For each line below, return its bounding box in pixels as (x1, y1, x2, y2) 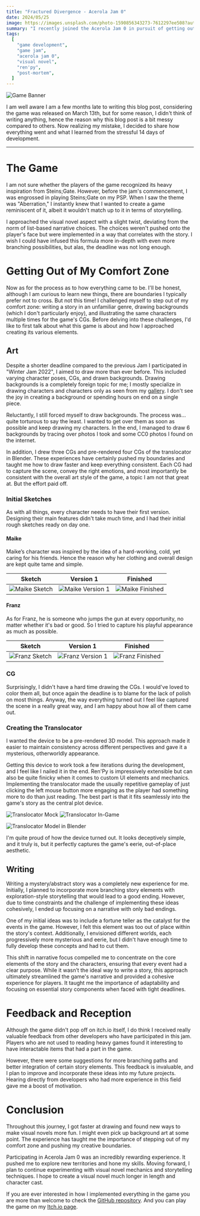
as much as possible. (6, 627, 58, 635)
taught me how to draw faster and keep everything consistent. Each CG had (6, 461, 192, 468)
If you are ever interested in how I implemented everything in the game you (6, 1190, 190, 1197)
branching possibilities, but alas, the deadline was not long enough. (6, 244, 171, 251)
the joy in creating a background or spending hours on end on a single (6, 393, 179, 401)
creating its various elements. (6, 329, 79, 335)
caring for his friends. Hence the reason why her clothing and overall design (6, 555, 193, 562)
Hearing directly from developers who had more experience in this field (6, 1076, 182, 1083)
